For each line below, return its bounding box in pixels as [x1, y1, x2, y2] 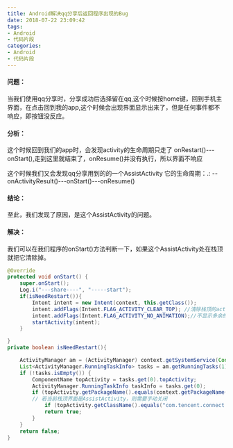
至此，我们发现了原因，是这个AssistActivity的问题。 [7, 210, 156, 219]
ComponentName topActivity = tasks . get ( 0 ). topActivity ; [32, 376, 197, 383]
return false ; [19, 428, 60, 435]
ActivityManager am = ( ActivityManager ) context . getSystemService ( [19, 357, 218, 364]
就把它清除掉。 [7, 253, 50, 261]
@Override [7, 267, 36, 274]
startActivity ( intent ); [32, 319, 101, 326]
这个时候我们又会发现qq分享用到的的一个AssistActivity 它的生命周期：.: [7, 169, 211, 178]
